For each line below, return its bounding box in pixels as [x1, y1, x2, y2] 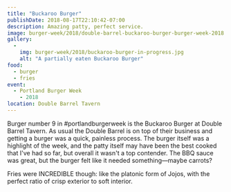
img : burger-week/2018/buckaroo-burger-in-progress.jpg [19, 49, 185, 56]
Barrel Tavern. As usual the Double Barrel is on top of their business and [7, 126, 213, 135]
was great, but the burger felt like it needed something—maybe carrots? [7, 156, 212, 164]
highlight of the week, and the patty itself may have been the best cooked [7, 141, 217, 150]
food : [7, 62, 23, 69]
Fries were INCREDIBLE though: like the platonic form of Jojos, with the [7, 169, 210, 177]
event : [7, 81, 26, 88]
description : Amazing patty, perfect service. [7, 23, 144, 30]
